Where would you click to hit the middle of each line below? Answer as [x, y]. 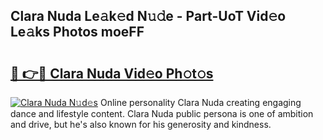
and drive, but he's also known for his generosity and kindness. [141, 124]
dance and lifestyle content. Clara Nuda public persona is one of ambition [162, 113]
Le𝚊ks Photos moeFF [77, 32]
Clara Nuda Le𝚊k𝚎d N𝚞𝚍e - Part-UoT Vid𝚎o [148, 16]
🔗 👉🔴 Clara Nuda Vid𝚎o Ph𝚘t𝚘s [112, 73]
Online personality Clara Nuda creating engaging [200, 102]
